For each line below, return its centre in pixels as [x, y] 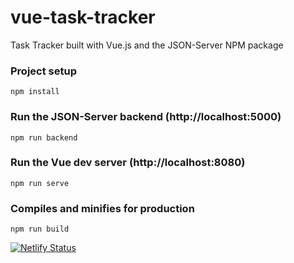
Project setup [43, 71]
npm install [35, 92]
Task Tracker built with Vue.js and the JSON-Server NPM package [147, 45]
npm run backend [44, 137]
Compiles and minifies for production [102, 208]
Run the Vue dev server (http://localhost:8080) [128, 163]
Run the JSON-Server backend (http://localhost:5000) [146, 117]
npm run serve [40, 183]
